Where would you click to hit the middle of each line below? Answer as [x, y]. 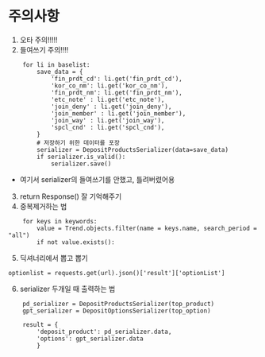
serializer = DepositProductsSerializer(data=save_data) [132, 149]
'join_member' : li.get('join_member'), [118, 113]
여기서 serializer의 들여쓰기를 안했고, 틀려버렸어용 [97, 179]
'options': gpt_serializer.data [90, 339]
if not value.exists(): [76, 242]
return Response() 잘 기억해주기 [71, 196]
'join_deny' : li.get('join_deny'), [111, 107]
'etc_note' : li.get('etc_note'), [108, 99]
